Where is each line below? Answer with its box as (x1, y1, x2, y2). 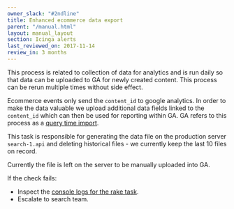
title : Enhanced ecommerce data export (7, 17, 124, 24)
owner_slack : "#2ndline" (7, 10, 80, 17)
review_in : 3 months (7, 49, 68, 56)
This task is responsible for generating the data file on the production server (7, 132, 227, 140)
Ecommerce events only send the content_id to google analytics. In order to (7, 96, 226, 104)
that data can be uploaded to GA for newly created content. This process (7, 75, 218, 84)
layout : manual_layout (7, 29, 73, 37)
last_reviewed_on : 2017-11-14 (7, 42, 96, 49)
